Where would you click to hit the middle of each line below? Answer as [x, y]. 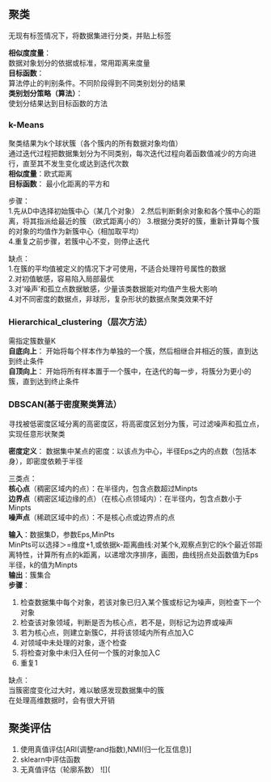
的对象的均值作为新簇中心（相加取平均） [76, 231]
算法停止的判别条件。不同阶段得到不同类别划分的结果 [97, 82]
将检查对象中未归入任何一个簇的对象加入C [90, 653]
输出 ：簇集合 [30, 575]
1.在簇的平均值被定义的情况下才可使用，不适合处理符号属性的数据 [117, 268]
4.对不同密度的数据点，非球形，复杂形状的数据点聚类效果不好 [111, 299]
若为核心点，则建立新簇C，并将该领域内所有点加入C [107, 632]
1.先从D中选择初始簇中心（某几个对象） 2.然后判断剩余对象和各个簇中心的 [131, 211]
